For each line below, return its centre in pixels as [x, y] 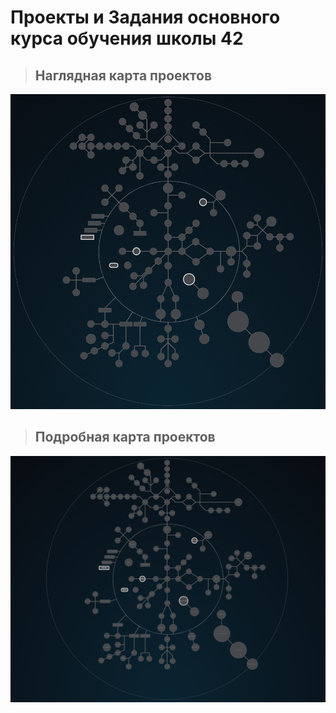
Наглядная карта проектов [123, 75]
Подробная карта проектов [125, 437]
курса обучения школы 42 [127, 38]
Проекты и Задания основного [145, 17]
